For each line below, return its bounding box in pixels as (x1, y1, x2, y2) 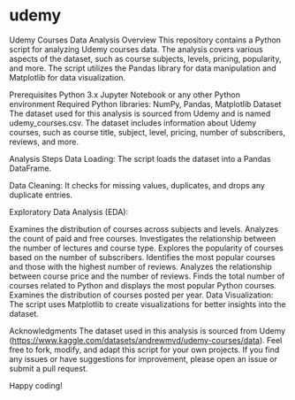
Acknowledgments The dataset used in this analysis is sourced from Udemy (9, 325, 286, 336)
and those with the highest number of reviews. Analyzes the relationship (9, 261, 272, 272)
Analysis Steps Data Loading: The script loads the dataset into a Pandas (9, 153, 271, 164)
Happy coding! (9, 380, 64, 390)
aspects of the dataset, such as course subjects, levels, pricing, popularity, (9, 53, 282, 64)
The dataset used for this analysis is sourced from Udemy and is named (9, 108, 271, 119)
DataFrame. (9, 163, 51, 173)
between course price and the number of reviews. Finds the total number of (9, 271, 285, 281)
